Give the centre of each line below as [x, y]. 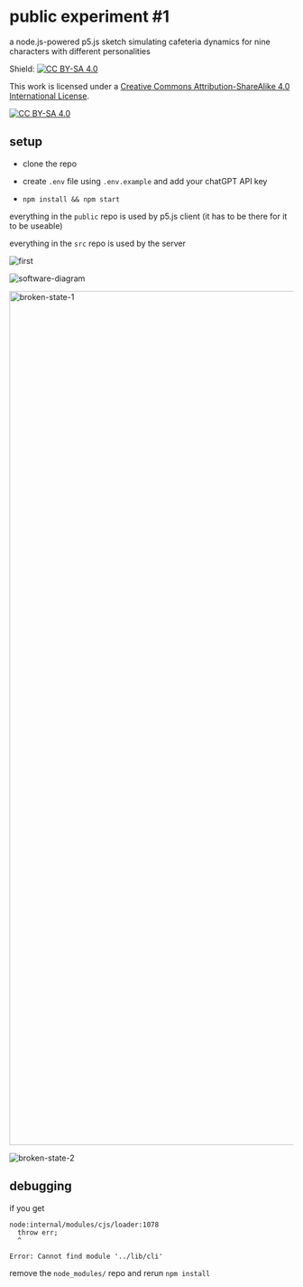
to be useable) [36, 225]
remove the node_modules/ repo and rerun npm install [110, 1273]
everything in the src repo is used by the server [98, 243]
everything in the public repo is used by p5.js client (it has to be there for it [148, 216]
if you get [27, 1207]
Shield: [22, 69]
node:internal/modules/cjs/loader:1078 [84, 1225]
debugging [41, 1186]
